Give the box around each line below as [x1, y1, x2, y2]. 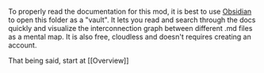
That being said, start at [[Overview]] [8, 56, 129, 65]
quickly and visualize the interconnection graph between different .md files [8, 24, 253, 33]
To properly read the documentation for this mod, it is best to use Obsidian [8, 7, 252, 16]
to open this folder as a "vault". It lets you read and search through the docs [8, 15, 256, 25]
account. [8, 40, 37, 50]
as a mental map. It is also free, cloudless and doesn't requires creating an [8, 32, 251, 41]
